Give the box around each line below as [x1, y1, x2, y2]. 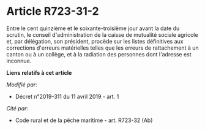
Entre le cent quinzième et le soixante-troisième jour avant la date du [6, 25, 180, 32]
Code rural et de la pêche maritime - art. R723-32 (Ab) [15, 117, 153, 124]
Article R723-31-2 [6, 4, 99, 18]
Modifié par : [6, 81, 38, 88]
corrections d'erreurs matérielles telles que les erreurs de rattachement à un [6, 44, 199, 52]
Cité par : [6, 104, 29, 112]
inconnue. [6, 57, 32, 64]
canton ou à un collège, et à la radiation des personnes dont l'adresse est [6, 50, 192, 58]
